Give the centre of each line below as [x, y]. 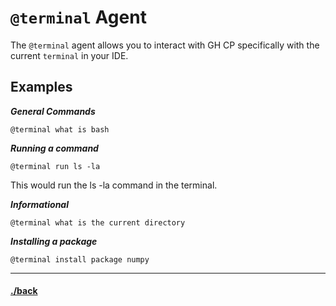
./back [24, 291]
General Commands [53, 111]
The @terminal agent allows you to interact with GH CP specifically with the [165, 45]
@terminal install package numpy [80, 259]
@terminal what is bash [60, 129]
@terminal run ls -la [55, 166]
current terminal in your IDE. [69, 55]
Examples [41, 87]
